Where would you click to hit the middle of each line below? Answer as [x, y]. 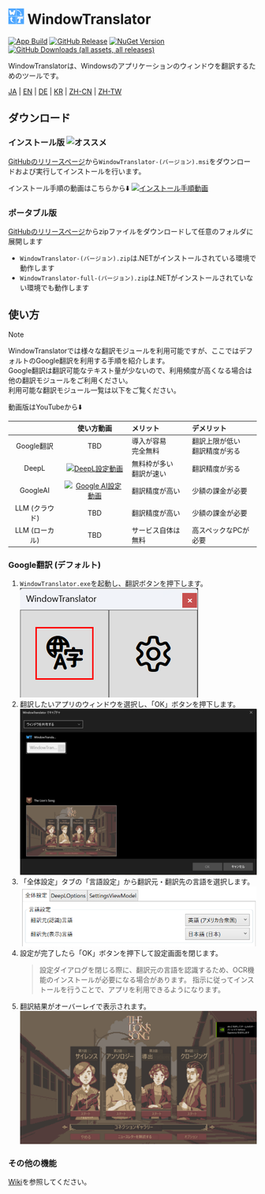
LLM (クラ [31, 508]
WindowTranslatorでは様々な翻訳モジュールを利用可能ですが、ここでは [124, 350]
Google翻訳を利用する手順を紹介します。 [102, 360]
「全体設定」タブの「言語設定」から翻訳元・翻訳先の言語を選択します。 [137, 881]
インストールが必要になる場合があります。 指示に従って [144, 979]
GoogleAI [34, 491]
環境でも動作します [58, 287]
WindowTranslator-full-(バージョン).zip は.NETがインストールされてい [133, 278]
